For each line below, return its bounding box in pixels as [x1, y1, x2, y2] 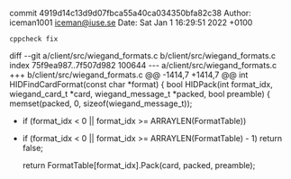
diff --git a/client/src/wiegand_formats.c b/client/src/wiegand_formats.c [9, 50, 277, 61]
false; [22, 143, 43, 153]
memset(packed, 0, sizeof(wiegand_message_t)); [9, 98, 193, 109]
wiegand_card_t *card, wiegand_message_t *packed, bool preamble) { [9, 89, 271, 99]
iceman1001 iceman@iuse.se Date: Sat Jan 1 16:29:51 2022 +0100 [9, 17, 253, 28]
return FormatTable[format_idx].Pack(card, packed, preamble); [22, 160, 256, 170]
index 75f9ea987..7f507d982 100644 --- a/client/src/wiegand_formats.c [9, 60, 277, 70]
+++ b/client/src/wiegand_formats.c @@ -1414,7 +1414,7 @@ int [9, 69, 249, 80]
